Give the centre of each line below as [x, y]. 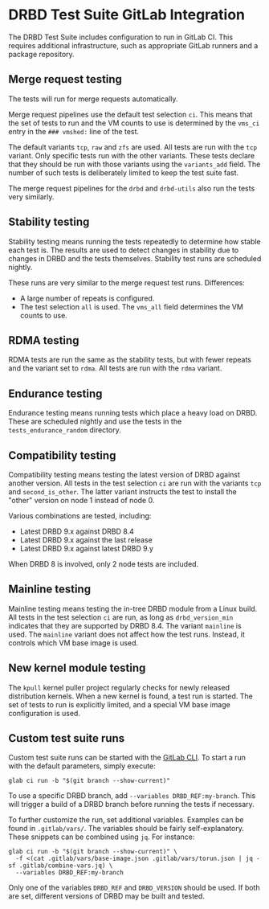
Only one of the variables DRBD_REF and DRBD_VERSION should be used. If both [134, 888]
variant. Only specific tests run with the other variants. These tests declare [132, 155]
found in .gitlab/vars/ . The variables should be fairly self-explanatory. [126, 829]
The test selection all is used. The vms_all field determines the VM [131, 306]
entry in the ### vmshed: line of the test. [73, 131]
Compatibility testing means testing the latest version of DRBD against [124, 475]
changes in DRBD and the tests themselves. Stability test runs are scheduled [135, 258]
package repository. [41, 54]
